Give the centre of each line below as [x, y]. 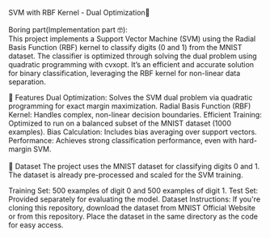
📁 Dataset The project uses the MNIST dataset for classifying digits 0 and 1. [134, 166]
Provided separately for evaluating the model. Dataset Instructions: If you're [135, 199]
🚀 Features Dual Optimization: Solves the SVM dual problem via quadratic [131, 98]
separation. [27, 82]
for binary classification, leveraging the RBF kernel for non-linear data [124, 73]
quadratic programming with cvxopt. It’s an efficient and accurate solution [131, 64]
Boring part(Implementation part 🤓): [68, 30]
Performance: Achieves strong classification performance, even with [122, 140]
